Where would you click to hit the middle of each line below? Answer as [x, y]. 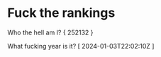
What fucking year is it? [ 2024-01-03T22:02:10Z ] [81, 46]
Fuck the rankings [61, 13]
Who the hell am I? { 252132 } [50, 32]
